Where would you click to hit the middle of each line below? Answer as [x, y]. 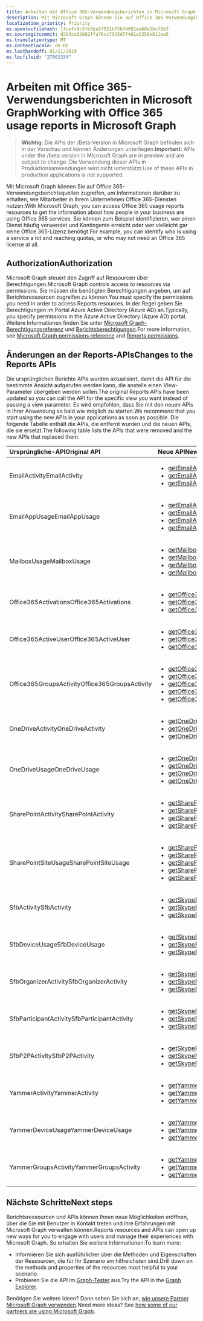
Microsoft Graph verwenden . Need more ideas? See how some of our [92, 1305]
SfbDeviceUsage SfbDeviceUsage [57, 945]
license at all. [23, 244]
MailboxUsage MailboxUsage [50, 561]
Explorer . [26, 1286]
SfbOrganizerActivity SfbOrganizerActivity [69, 982]
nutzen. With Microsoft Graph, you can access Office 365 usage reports [95, 205]
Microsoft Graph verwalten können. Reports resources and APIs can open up [101, 1230]
